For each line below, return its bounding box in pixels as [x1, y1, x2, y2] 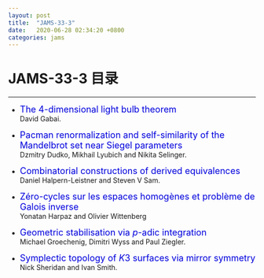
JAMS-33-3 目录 [8, 70, 119, 87]
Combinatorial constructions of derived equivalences [19, 165, 241, 177]
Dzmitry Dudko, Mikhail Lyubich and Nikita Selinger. [19, 150, 187, 160]
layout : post [8, 11, 51, 20]
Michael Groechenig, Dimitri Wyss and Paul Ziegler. [19, 237, 186, 246]
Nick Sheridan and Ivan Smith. [19, 263, 118, 272]
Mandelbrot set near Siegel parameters [19, 139, 183, 151]
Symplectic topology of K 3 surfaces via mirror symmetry [19, 253, 256, 264]
